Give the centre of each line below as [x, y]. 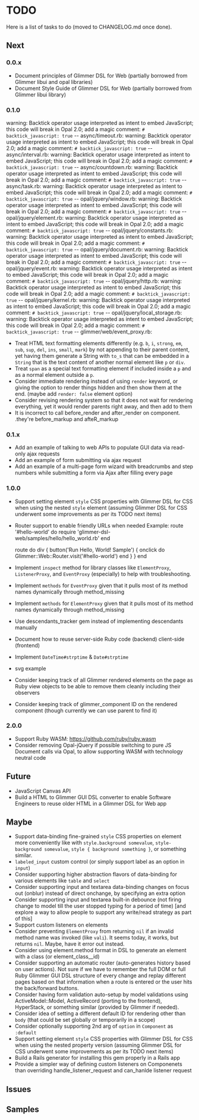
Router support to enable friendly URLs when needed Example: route [99, 525]
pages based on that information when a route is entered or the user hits [103, 982]
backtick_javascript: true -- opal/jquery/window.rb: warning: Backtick [94, 199]
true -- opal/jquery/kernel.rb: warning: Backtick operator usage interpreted [98, 300]
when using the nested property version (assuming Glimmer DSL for [98, 1045]
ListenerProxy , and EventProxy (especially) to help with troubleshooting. [103, 574]
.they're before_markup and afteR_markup [67, 419]
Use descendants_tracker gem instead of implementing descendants [99, 621]
